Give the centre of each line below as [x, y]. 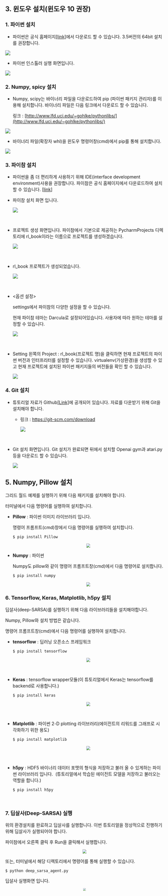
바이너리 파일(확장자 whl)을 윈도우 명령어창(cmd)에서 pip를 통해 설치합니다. [87, 141]
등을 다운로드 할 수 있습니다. [40, 456]
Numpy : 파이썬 [28, 555]
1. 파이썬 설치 [20, 25]
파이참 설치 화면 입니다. [35, 200]
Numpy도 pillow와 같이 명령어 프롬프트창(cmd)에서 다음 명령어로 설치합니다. [88, 566]
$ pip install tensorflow [39, 652]
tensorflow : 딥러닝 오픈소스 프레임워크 [52, 642]
